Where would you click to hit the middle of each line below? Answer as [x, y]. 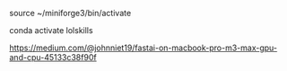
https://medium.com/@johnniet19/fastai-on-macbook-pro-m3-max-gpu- [143, 48]
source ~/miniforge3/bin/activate [70, 13]
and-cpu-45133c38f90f [53, 57]
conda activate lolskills [51, 30]
